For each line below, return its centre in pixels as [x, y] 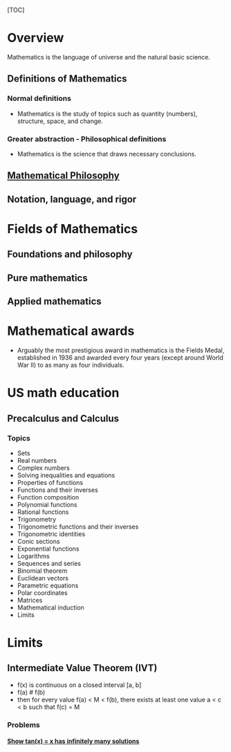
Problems [24, 724]
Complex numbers [44, 468]
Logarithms [33, 556]
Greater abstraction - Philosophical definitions [87, 139]
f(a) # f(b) [31, 692]
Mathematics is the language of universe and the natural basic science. [109, 57]
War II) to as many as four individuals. [71, 365]
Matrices [30, 600]
